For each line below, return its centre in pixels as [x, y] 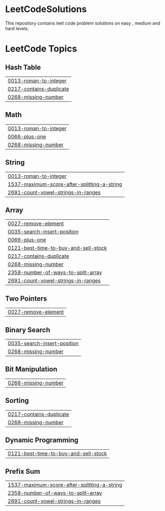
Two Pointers [26, 298]
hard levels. [17, 28]
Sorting [17, 401]
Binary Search [28, 330]
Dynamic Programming [42, 440]
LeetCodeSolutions [46, 9]
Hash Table [23, 67]
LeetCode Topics [41, 49]
